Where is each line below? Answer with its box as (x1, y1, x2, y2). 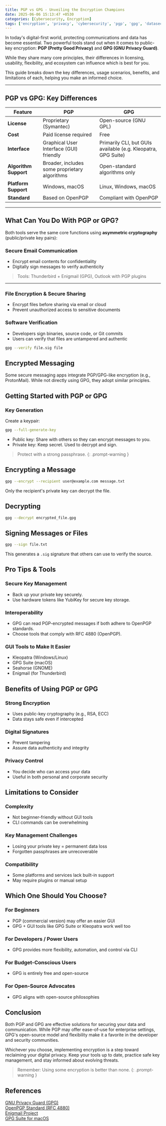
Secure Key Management (5, 580, 67, 587)
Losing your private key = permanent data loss (12, 843, 108, 849)
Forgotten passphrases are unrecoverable (12, 848, 98, 855)
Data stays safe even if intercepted (12, 716, 83, 722)
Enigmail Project (5, 1110, 39, 1116)
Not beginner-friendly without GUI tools (12, 814, 93, 820)
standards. (12, 626, 35, 632)
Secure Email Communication (5, 247, 78, 254)
